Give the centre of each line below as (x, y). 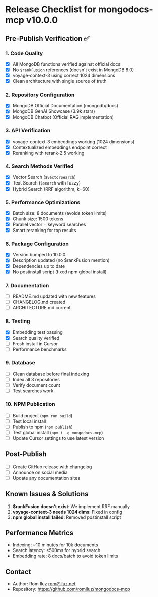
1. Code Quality (24, 53)
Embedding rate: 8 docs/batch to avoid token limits (65, 556)
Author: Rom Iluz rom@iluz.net (44, 584)
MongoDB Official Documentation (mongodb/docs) (65, 106)
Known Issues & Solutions (47, 494)
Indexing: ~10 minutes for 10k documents (55, 545)
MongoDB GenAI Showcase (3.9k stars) (54, 111)
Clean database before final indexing (51, 374)
